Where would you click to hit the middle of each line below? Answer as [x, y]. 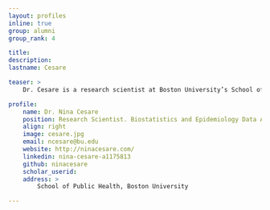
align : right [45, 127]
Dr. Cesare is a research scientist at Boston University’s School [138, 89]
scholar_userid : [50, 171]
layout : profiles [37, 16]
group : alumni [32, 31]
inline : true [30, 23]
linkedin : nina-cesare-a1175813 [77, 156]
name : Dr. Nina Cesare [61, 112]
